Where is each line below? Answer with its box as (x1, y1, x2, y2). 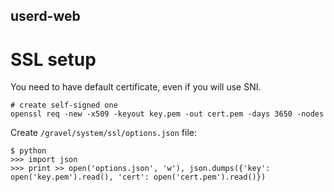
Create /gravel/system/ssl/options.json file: (10, 127, 197, 139)
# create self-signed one (10, 100, 118, 111)
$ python (10, 146, 47, 156)
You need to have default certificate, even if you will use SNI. (10, 81, 262, 93)
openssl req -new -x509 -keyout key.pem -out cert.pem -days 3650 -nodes (10, 109, 325, 119)
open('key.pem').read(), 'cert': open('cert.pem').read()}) (10, 172, 267, 183)
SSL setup (10, 48, 97, 71)
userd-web (10, 8, 81, 25)
